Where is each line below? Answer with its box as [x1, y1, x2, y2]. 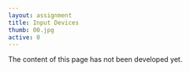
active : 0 [8, 33, 41, 41]
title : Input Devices [8, 19, 80, 27]
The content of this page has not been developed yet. [8, 55, 183, 64]
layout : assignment [8, 11, 73, 20]
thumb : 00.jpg [8, 26, 55, 34]
